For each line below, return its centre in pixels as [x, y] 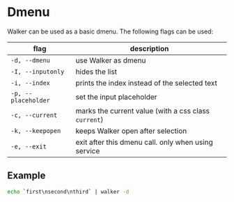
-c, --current [34, 115]
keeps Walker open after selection [131, 131]
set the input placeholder [116, 97]
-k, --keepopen [36, 131]
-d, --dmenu [31, 60]
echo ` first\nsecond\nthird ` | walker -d [68, 192]
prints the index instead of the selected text [146, 83]
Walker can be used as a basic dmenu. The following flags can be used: [110, 31]
